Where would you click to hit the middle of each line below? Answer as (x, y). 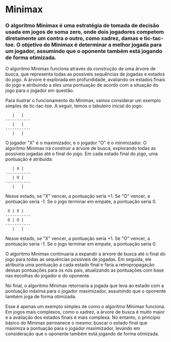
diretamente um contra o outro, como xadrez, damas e (74, 39)
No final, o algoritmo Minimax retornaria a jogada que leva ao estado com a (84, 286)
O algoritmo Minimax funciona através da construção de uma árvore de (81, 69)
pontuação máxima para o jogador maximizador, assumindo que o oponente (86, 291)
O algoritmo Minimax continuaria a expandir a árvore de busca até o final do (85, 254)
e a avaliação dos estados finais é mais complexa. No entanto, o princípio (83, 317)
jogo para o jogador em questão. (40, 90)
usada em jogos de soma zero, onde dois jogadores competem (85, 32)
